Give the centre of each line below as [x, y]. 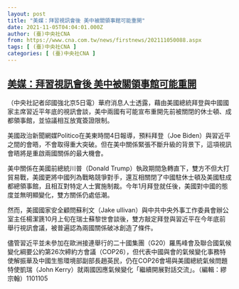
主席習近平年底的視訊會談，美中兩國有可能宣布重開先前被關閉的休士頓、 [119, 111]
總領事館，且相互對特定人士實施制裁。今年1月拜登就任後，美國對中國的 [117, 186]
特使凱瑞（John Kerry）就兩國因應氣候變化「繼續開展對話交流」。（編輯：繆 [117, 269]
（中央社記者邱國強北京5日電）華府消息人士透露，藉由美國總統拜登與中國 [115, 102]
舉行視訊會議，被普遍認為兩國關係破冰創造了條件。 [82, 227]
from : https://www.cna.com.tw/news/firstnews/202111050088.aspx [105, 40]
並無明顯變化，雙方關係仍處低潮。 [63, 195]
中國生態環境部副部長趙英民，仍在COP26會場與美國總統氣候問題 [133, 261]
